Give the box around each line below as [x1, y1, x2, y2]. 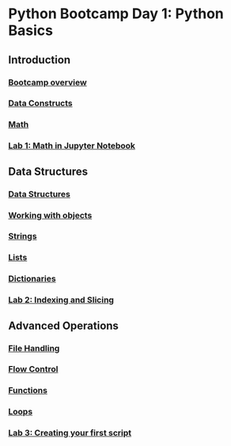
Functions [8, 385, 47, 396]
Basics [8, 21, 54, 40]
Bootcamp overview [8, 77, 87, 88]
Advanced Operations [8, 319, 119, 332]
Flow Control [8, 364, 59, 375]
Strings [8, 231, 37, 242]
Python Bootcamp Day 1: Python [8, 5, 224, 23]
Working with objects [8, 210, 93, 221]
